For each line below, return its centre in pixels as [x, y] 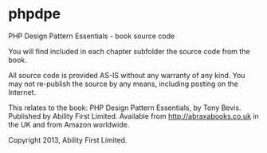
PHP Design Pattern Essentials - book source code [92, 36]
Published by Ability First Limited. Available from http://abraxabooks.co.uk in [133, 116]
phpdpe [35, 14]
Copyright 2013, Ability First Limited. [68, 139]
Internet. [22, 92]
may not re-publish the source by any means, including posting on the [124, 84]
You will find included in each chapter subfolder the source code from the [129, 51]
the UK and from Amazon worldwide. [69, 124]
